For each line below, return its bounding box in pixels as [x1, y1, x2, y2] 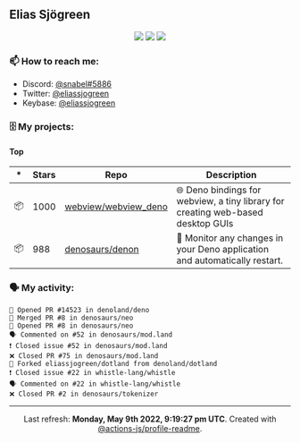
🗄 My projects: [9, 121, 74, 133]
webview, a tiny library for [176, 195, 285, 208]
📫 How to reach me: [9, 55, 100, 67]
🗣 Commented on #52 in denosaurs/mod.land [9, 330, 172, 339]
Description [205, 169, 257, 182]
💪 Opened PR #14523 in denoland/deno [9, 305, 150, 314]
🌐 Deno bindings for [176, 183, 262, 196]
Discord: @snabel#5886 [21, 79, 112, 89]
